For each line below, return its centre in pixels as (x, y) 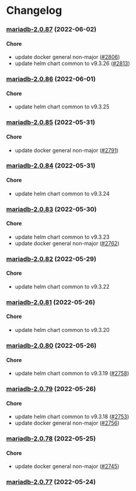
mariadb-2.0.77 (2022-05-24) (51, 482)
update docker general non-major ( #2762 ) (67, 243)
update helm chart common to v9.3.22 (62, 286)
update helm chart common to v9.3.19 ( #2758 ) (72, 374)
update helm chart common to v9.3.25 (62, 107)
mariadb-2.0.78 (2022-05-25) (51, 439)
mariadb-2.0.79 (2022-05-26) (51, 389)
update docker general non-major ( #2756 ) (67, 423)
